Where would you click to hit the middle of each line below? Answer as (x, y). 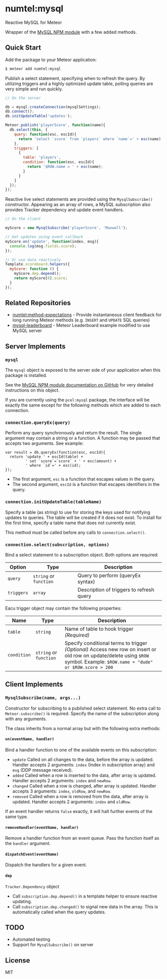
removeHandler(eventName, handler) (42, 827)
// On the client (23, 219)
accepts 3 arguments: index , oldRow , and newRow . (62, 791)
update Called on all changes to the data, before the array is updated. (83, 759)
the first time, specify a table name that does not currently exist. (71, 523)
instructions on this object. (32, 390)
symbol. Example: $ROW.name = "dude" (109, 662)
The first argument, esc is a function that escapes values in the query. (84, 479)
